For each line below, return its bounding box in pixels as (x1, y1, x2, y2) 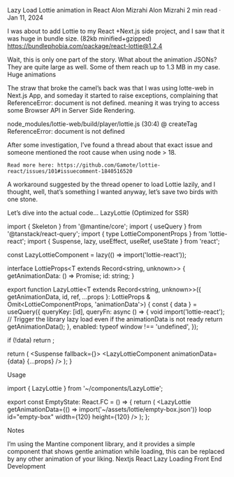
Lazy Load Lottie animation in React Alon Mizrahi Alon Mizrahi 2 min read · (7, 6, 221, 14)
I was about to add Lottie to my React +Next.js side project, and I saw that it (7, 27, 225, 35)
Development (7, 462, 46, 470)
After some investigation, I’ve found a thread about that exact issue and (7, 141, 213, 149)
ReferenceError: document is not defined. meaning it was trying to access (7, 99, 220, 107)
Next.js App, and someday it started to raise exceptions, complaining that (7, 91, 219, 99)
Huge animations (7, 70, 57, 78)
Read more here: (7, 162, 54, 169)
